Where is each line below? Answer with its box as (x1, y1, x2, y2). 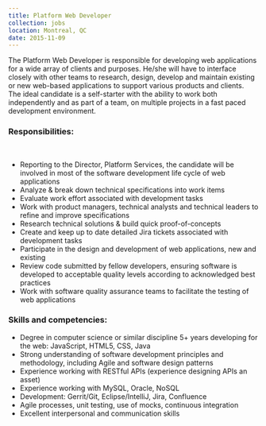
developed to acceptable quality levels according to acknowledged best (19, 269, 256, 279)
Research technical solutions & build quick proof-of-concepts (19, 219, 222, 228)
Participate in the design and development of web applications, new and (19, 244, 256, 254)
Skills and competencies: (8, 315, 108, 326)
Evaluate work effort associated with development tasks (19, 193, 204, 203)
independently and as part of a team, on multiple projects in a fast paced (8, 98, 246, 107)
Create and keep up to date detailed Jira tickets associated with (19, 227, 229, 237)
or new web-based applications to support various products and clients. (8, 81, 245, 91)
